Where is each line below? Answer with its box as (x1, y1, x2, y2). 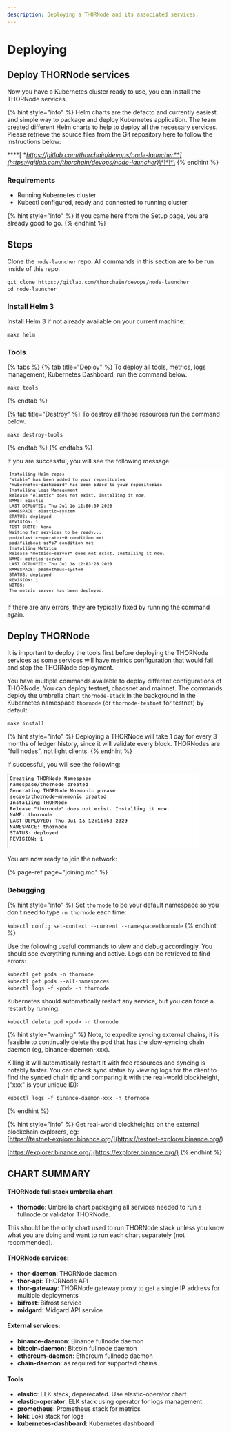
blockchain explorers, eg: (7, 1128, 79, 1136)
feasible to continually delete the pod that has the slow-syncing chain (7, 1038, 205, 1046)
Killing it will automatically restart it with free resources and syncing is (7, 1059, 205, 1067)
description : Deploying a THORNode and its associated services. (7, 11, 199, 18)
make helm (7, 332, 36, 339)
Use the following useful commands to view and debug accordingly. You (7, 942, 213, 950)
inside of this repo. (7, 264, 61, 272)
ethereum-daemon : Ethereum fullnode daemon (17, 1352, 153, 1360)
